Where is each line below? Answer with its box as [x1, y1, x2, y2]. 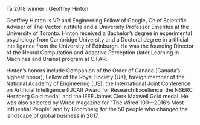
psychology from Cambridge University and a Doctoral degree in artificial [6, 36, 189, 43]
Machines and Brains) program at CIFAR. [6, 56, 108, 62]
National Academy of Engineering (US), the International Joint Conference [6, 80, 191, 87]
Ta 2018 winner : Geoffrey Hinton [6, 5, 89, 12]
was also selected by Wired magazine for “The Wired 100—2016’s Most [6, 99, 184, 106]
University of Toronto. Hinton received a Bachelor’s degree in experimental [6, 30, 192, 37]
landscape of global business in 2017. [6, 112, 100, 119]
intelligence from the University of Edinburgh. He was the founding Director [6, 42, 195, 50]
